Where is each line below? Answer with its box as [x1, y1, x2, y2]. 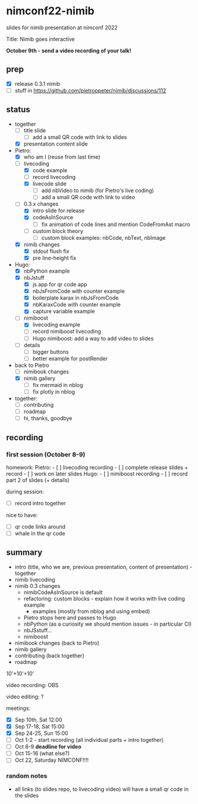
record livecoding [32, 174, 76, 181]
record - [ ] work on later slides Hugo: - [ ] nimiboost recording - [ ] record [6, 470, 188, 477]
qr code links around [14, 523, 66, 530]
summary [6, 548, 43, 558]
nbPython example [23, 267, 70, 274]
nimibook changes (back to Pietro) [14, 639, 100, 647]
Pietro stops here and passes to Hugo [23, 614, 117, 621]
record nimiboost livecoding [32, 328, 101, 335]
